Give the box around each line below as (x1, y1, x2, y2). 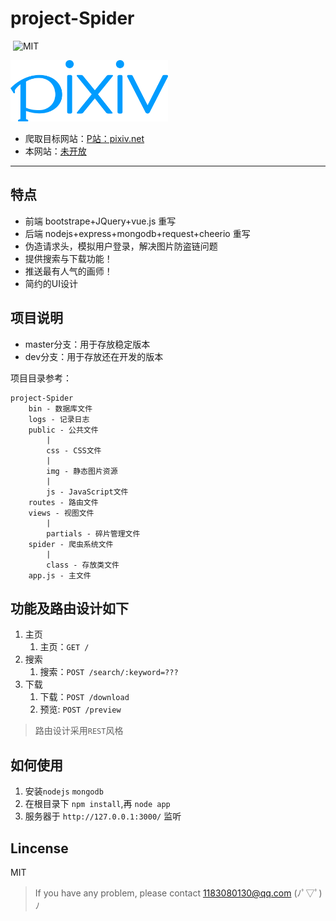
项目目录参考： (10, 372, 72, 384)
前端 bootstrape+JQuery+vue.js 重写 (24, 215, 177, 227)
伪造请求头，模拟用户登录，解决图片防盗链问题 (24, 240, 218, 252)
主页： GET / (39, 641, 90, 653)
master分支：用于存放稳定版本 (24, 338, 151, 350)
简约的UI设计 (24, 277, 78, 289)
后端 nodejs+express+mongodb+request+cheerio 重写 (24, 227, 251, 239)
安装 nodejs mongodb (24, 785, 104, 797)
